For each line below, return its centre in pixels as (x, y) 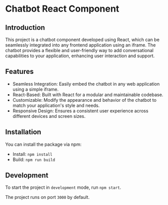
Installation (23, 132)
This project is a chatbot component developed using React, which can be (82, 39)
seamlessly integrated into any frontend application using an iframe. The (80, 45)
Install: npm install (33, 154)
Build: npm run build (34, 159)
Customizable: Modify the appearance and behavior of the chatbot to (85, 100)
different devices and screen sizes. (49, 116)
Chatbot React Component (62, 9)
